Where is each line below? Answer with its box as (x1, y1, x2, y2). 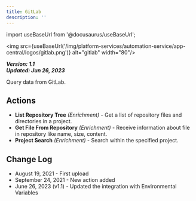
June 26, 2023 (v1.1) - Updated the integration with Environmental (14, 183, 177, 190)
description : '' (6, 14, 47, 20)
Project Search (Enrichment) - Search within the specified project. (14, 137, 179, 144)
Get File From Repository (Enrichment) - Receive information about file (14, 124, 190, 132)
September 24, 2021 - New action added (14, 176, 115, 184)
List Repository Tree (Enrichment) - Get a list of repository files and (14, 111, 182, 118)
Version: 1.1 (6, 60, 35, 68)
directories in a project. (14, 118, 72, 125)
